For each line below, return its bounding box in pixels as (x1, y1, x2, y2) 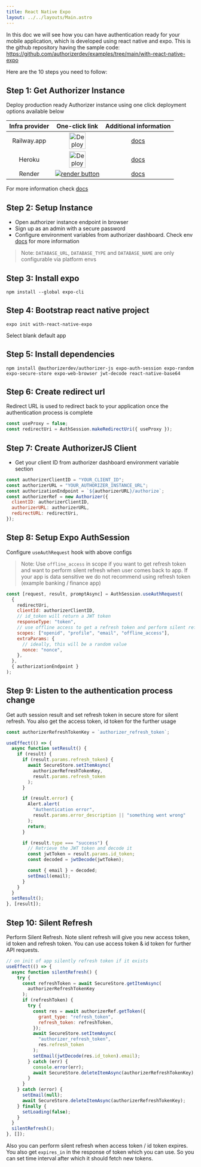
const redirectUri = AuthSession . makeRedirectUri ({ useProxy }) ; (6, 426, 172, 433)
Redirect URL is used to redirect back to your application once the (6, 403, 169, 410)
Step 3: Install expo (6, 273, 80, 283)
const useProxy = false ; (6, 421, 68, 427)
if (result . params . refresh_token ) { (22, 757, 114, 763)
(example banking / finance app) (20, 579, 102, 587)
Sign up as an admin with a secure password (14, 225, 126, 232)
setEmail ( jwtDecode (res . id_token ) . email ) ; (32, 1053, 141, 1059)
